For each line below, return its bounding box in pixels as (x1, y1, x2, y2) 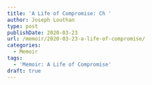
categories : (7, 42, 41, 49)
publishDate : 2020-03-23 (7, 29, 78, 36)
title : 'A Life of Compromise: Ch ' (7, 10, 112, 17)
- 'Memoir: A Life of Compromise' (13, 61, 112, 68)
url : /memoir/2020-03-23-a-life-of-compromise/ (7, 36, 146, 42)
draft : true (7, 67, 41, 74)
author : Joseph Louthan (7, 16, 75, 23)
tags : (7, 55, 23, 62)
